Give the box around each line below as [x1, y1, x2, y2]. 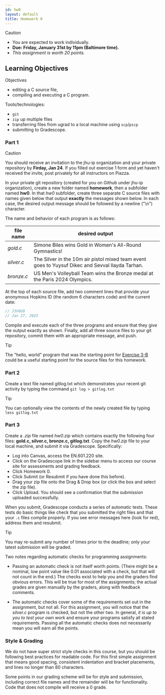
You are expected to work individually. [12, 39, 90, 45]
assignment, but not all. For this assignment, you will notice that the [12, 604, 149, 610]
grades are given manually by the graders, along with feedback [12, 584, 140, 590]
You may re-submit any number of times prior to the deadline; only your [5, 539, 150, 545]
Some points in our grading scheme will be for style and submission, [5, 674, 143, 680]
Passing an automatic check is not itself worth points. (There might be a [12, 563, 158, 569]
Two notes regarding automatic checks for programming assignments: [5, 554, 147, 560]
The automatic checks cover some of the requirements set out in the [12, 599, 151, 605]
